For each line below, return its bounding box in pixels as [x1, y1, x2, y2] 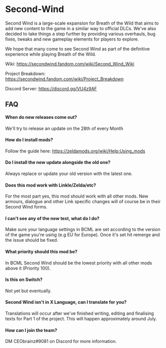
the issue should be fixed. [5, 237, 58, 243]
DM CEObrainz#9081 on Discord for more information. [5, 338, 117, 344]
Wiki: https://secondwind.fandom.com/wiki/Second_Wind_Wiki [5, 61, 134, 67]
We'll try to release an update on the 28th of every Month [5, 125, 123, 131]
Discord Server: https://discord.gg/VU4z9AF [5, 85, 97, 91]
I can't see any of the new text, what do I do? [5, 215, 100, 221]
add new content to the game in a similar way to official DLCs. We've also [5, 25, 156, 31]
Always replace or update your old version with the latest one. [5, 170, 133, 177]
